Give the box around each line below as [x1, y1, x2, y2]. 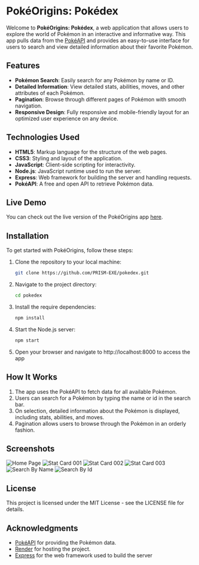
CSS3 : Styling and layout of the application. [14, 154, 123, 162]
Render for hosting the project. [14, 545, 91, 552]
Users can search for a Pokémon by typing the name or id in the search [14, 394, 191, 402]
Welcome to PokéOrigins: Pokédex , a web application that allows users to [6, 24, 189, 31]
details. [6, 506, 25, 513]
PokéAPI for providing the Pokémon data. [14, 539, 117, 546]
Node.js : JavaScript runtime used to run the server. [14, 167, 142, 175]
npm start [14, 337, 40, 343]
